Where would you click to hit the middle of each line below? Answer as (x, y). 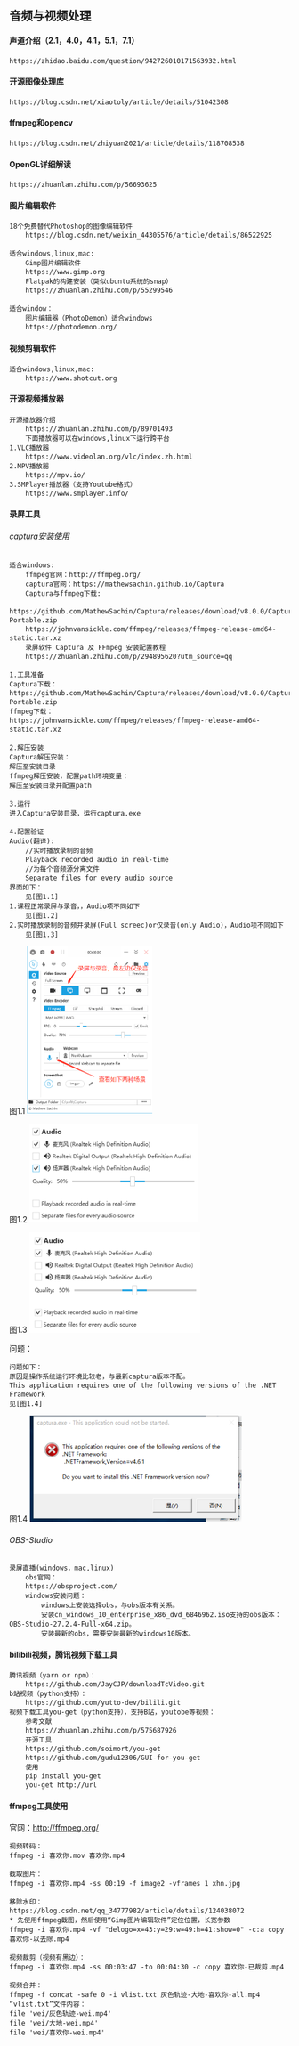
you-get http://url (61, 1785)
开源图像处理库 (36, 82)
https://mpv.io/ (56, 475)
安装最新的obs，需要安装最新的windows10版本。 (118, 1634)
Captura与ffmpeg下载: (63, 593)
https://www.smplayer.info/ (77, 493)
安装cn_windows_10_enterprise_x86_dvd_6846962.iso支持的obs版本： (162, 1615)
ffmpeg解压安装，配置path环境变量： (69, 776)
